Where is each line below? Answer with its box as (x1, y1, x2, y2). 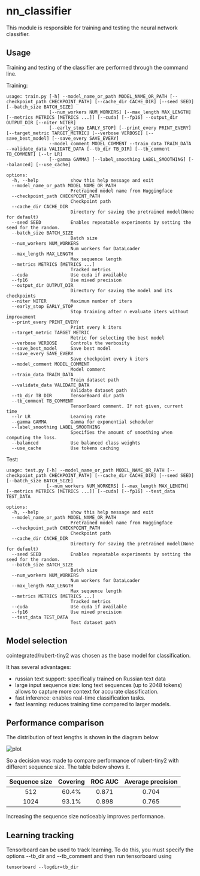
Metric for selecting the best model (70, 335, 165, 341)
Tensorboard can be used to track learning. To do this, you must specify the (6, 846, 193, 853)
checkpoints (6, 293, 36, 299)
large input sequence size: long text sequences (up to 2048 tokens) (14, 681, 183, 688)
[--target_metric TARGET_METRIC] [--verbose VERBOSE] (6, 130, 144, 136)
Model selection (6, 636, 68, 646)
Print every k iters (70, 324, 122, 331)
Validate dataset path (70, 387, 128, 394)
